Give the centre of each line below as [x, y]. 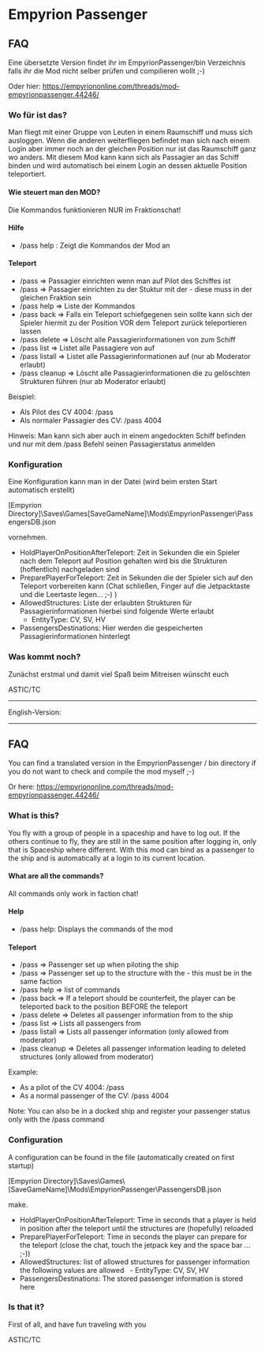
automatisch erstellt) [41, 490]
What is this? [34, 815]
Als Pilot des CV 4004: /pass [66, 412]
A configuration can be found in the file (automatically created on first [121, 1157]
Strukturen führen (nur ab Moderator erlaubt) [93, 381]
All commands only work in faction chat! [73, 894]
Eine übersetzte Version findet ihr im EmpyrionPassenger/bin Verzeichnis [127, 62]
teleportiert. [27, 174]
